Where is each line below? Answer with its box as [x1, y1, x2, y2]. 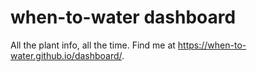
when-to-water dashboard [10, 6, 237, 29]
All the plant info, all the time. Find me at [10, 39, 176, 51]
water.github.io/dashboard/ [10, 49, 123, 61]
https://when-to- [177, 39, 247, 51]
